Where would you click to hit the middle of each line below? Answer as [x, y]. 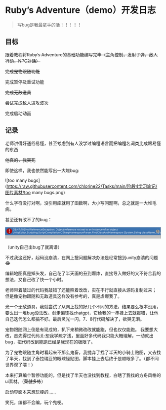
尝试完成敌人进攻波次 [27, 103]
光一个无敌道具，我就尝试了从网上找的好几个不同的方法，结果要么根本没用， [83, 306]
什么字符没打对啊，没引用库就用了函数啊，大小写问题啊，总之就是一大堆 [79, 203]
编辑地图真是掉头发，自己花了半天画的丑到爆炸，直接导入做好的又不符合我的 [83, 273]
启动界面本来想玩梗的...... [31, 392]
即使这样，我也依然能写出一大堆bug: [42, 170]
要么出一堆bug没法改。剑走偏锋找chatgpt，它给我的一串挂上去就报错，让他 [82, 313]
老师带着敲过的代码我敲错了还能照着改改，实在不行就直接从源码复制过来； [81, 290]
